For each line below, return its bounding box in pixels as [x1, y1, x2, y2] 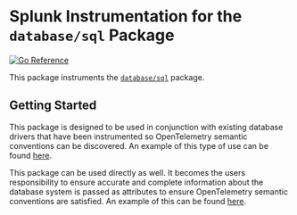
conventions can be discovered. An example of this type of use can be [9, 140, 269, 151]
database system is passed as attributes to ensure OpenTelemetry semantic [9, 186, 288, 197]
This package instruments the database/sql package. [9, 71, 205, 82]
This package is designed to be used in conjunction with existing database [9, 121, 284, 132]
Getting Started [9, 98, 97, 113]
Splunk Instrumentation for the [9, 6, 243, 27]
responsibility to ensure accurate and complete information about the [9, 177, 264, 187]
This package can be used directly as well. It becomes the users [9, 167, 246, 178]
